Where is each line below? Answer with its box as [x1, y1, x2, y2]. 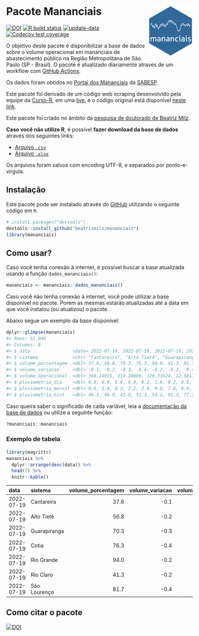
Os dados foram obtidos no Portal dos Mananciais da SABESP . [6, 79, 159, 86]
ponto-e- [165, 161, 188, 168]
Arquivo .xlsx [14, 150, 49, 157]
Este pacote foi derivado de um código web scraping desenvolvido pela [6, 90, 181, 97]
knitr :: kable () [11, 474, 49, 480]
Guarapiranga [30, 527, 64, 535]
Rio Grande [30, 557, 58, 564]
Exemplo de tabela [6, 435, 60, 443]
